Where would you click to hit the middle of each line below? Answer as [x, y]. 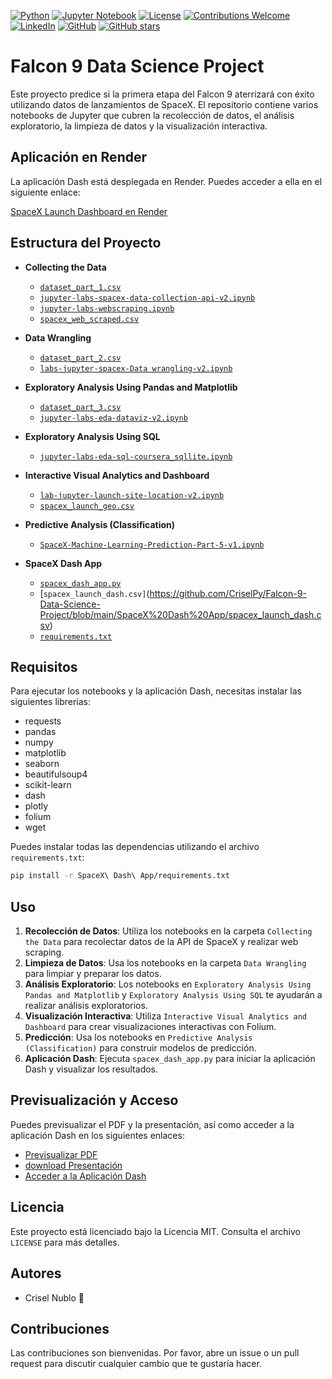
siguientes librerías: [51, 702]
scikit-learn [48, 785]
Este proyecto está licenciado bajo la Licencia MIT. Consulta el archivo [155, 1231]
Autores [36, 1273]
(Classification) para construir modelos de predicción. [140, 1048]
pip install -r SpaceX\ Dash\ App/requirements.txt [120, 876]
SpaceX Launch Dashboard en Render [89, 211]
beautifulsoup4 [56, 774]
